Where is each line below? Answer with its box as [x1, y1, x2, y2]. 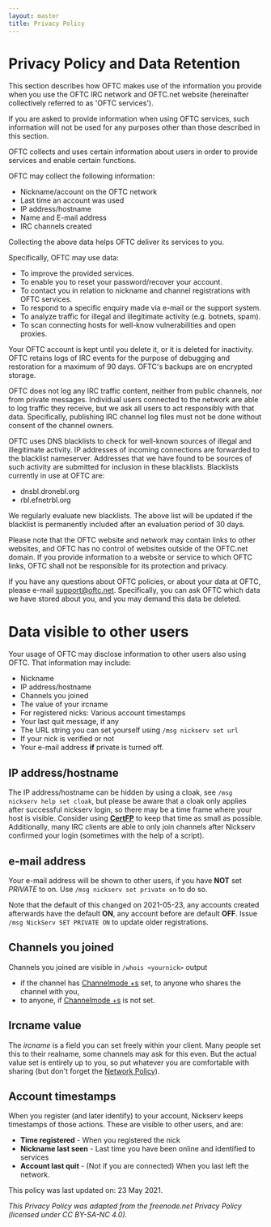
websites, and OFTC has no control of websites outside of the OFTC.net [8, 544, 248, 554]
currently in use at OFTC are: [8, 471, 105, 481]
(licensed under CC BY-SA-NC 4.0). [8, 1210, 128, 1220]
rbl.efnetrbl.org [19, 496, 71, 505]
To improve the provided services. [19, 268, 135, 278]
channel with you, [19, 986, 79, 996]
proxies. [19, 329, 48, 339]
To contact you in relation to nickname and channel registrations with [19, 285, 251, 296]
